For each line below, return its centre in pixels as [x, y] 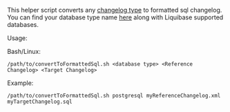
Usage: [17, 38]
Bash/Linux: [24, 52]
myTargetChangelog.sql [40, 102]
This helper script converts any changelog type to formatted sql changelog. [115, 10]
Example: [20, 83]
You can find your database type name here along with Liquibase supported [115, 17]
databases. [23, 25]
